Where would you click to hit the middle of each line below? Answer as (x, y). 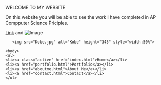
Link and (14, 33)
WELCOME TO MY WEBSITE (35, 7)
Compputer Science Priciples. (37, 23)
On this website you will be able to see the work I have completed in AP (81, 17)
